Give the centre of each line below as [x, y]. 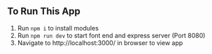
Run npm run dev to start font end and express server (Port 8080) [111, 35]
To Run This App [44, 11]
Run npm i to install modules [58, 28]
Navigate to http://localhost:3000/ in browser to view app [100, 43]
